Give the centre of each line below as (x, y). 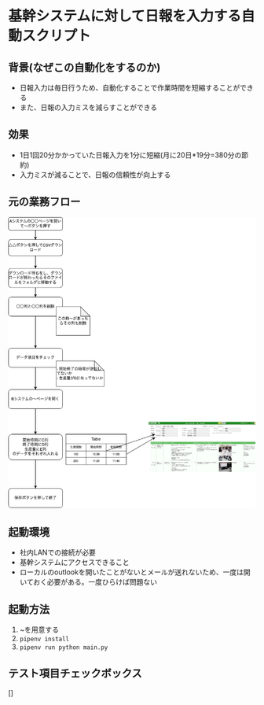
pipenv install (44, 639)
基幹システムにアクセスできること (74, 563)
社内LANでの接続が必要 (57, 552)
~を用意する (39, 629)
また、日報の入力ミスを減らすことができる (88, 107)
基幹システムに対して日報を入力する (125, 16)
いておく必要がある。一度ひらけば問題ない (88, 582)
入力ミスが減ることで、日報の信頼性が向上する (95, 175)
